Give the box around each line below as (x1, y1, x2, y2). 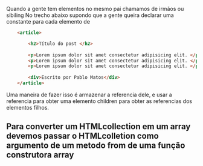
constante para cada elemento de (6, 18, 91, 25)
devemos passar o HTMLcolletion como (6, 131, 159, 141)
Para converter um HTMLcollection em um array (6, 121, 191, 132)
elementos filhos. (6, 104, 50, 111)
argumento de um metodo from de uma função (6, 141, 185, 151)
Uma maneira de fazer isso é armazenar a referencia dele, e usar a (6, 91, 172, 98)
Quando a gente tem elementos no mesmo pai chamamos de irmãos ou (6, 5, 184, 12)
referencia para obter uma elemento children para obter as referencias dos (6, 97, 192, 105)
